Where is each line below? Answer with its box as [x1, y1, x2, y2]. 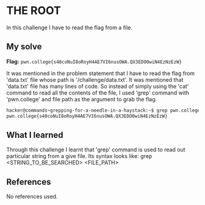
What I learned [6, 129, 63, 140]
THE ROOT [6, 4, 61, 18]
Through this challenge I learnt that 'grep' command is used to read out [6, 146, 185, 153]
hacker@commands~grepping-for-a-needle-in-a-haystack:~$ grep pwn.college [6, 107, 201, 113]
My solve [6, 41, 42, 52]
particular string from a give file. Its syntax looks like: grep [6, 153, 153, 160]
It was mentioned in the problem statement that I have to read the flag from [6, 70, 195, 77]
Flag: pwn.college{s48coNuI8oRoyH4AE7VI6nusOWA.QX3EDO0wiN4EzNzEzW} [6, 57, 182, 65]
